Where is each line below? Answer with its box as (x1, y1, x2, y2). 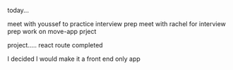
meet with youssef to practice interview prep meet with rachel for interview (7, 20, 226, 28)
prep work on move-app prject (7, 28, 97, 35)
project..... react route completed (7, 41, 104, 49)
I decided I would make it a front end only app (7, 54, 141, 63)
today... (7, 6, 30, 14)
